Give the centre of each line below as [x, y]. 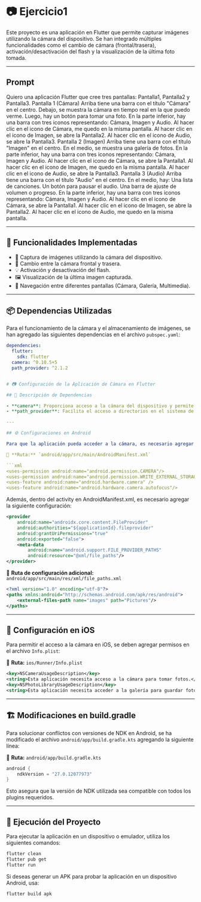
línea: [13, 746]
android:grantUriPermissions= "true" [63, 533]
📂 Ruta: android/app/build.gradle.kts [54, 757]
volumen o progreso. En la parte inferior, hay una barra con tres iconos [93, 192]
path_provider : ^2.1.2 [40, 368]
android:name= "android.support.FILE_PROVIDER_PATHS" [95, 550]
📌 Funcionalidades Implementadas [72, 243]
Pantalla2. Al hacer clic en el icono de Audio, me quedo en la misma [90, 211]
